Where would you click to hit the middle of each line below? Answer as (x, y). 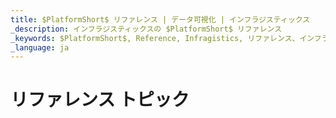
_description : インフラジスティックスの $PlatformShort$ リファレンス (146, 29)
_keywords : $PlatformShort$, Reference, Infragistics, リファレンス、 (155, 38)
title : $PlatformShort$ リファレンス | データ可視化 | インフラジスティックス (160, 19)
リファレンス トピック (100, 100)
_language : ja (40, 47)
